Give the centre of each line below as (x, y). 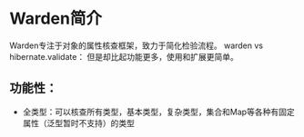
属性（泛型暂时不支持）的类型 (78, 122)
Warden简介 (56, 19)
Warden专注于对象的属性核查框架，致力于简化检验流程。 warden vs (137, 45)
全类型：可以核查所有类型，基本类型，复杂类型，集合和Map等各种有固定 (158, 112)
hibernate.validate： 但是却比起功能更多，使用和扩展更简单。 (124, 56)
